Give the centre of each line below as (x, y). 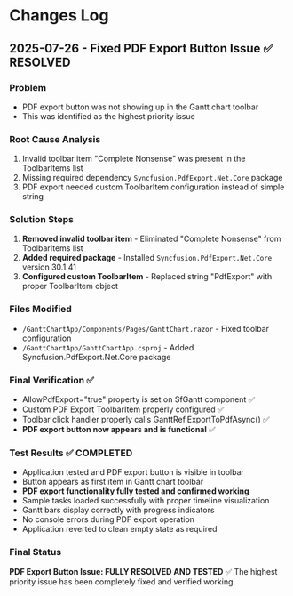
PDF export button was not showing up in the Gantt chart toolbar (140, 107)
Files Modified (41, 310)
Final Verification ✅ (52, 380)
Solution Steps (41, 220)
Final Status (36, 552)
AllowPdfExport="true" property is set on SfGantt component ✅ (139, 399)
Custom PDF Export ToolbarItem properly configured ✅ (123, 409)
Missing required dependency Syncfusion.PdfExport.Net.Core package (152, 178)
